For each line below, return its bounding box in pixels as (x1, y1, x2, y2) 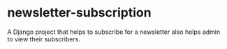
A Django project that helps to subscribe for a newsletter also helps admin (7, 28, 221, 36)
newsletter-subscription (7, 5, 152, 21)
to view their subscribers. (7, 35, 80, 43)
